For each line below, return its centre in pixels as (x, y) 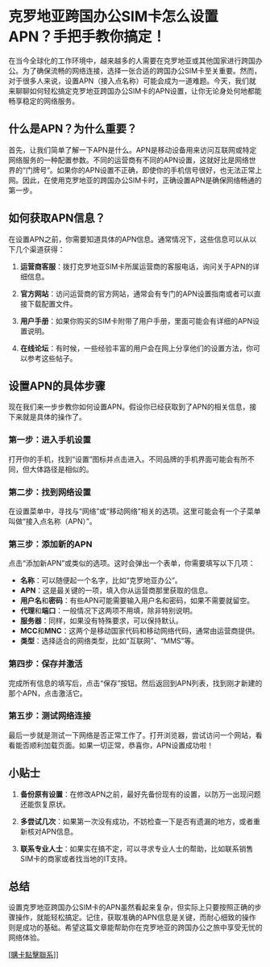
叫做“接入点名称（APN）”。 (52, 521)
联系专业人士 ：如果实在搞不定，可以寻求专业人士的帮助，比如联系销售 (137, 848)
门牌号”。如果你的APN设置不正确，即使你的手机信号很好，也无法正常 (140, 170)
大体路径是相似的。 (61, 469)
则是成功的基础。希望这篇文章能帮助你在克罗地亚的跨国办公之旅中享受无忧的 (135, 927)
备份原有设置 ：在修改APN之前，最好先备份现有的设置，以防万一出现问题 (140, 794)
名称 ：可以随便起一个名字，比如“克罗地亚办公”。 (101, 580)
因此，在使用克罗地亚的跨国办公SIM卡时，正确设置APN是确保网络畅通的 (142, 180)
